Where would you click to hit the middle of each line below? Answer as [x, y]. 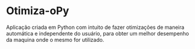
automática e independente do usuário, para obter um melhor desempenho [97, 33]
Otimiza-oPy [38, 11]
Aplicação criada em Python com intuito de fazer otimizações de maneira [95, 27]
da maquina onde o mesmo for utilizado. [55, 40]
